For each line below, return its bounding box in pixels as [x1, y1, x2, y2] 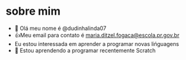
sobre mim [5, 4, 61, 18]
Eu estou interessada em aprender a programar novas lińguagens [14, 40, 179, 47]
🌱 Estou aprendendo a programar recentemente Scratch [14, 47, 156, 54]
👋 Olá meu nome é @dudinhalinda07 [14, 24, 107, 32]
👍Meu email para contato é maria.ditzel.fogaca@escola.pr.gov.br [14, 31, 180, 39]
